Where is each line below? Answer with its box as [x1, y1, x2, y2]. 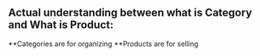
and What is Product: [8, 19, 114, 32]
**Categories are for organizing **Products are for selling [8, 39, 199, 48]
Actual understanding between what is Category [8, 6, 252, 19]
